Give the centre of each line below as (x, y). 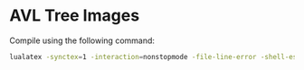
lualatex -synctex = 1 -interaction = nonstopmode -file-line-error (133, 57)
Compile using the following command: (82, 40)
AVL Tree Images (75, 16)
